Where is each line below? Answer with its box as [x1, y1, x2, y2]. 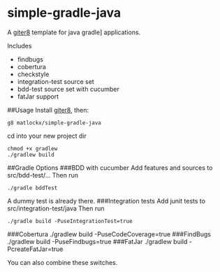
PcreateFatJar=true [7, 245, 64, 253]
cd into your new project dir [7, 131, 87, 140]
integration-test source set [17, 77, 94, 85]
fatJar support [17, 92, 59, 101]
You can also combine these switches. [7, 258, 118, 266]
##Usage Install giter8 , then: [7, 106, 89, 114]
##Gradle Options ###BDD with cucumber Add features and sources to [7, 163, 213, 172]
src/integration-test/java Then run [7, 204, 105, 213]
